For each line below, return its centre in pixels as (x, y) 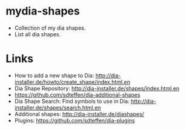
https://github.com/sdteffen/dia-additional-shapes (77, 94)
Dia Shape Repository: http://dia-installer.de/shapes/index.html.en (97, 88)
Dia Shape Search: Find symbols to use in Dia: (72, 101)
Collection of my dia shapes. (50, 28)
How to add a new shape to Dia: (54, 75)
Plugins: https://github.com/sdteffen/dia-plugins (75, 120)
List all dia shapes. (38, 34)
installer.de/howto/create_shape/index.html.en (72, 82)
